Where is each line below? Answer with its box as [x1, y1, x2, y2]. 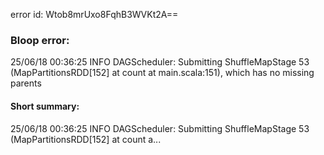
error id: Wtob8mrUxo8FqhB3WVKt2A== [10, 9, 179, 20]
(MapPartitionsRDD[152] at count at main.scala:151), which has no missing [10, 67, 315, 79]
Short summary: [10, 100, 80, 112]
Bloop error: [10, 33, 70, 47]
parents [10, 77, 42, 89]
